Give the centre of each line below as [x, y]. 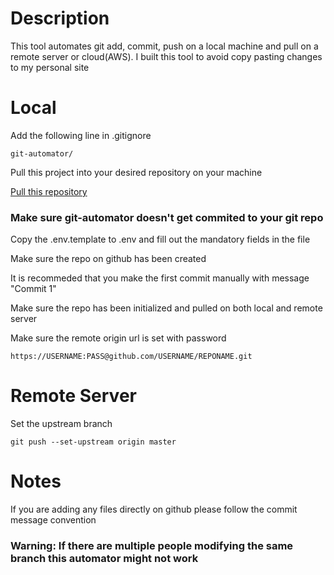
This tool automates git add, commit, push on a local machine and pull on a [164, 46]
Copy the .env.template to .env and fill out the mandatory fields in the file [160, 239]
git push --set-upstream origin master [93, 442]
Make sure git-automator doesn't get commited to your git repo [167, 217]
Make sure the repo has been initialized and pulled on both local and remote [166, 308]
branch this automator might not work [104, 558]
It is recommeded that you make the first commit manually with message [160, 278]
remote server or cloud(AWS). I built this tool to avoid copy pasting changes [166, 56]
